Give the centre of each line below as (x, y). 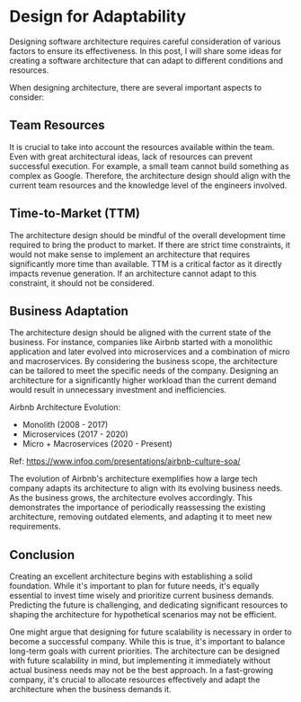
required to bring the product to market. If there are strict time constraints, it (150, 244)
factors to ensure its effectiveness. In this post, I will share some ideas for (146, 50)
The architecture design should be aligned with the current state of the (140, 333)
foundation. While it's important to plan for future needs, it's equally (134, 586)
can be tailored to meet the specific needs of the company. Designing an (144, 371)
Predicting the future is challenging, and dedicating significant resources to (149, 605)
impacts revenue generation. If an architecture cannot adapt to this (133, 273)
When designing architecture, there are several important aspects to (136, 87)
